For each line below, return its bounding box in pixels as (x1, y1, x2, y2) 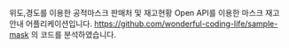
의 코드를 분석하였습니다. (30, 30, 117, 39)
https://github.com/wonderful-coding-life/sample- (94, 18, 278, 29)
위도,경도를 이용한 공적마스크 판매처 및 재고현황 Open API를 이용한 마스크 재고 (9, 8, 280, 17)
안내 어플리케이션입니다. (9, 18, 93, 29)
